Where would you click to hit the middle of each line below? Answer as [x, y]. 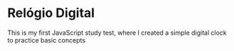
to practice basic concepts [47, 40]
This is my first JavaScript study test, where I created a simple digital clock [117, 33]
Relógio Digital [51, 13]
